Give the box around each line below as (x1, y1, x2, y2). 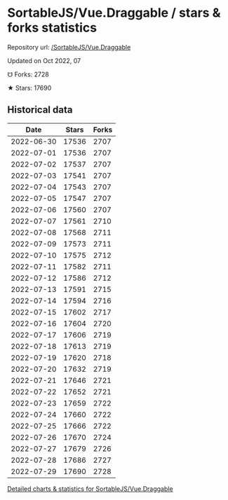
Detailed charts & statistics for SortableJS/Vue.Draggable (7, 485, 173, 493)
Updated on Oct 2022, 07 (7, 56, 81, 64)
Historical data (7, 104, 73, 116)
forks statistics (7, 20, 97, 36)
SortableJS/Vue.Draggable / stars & (7, 5, 221, 21)
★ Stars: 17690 (7, 83, 52, 92)
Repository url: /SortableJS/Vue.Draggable (7, 43, 131, 51)
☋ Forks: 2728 (7, 70, 49, 78)
